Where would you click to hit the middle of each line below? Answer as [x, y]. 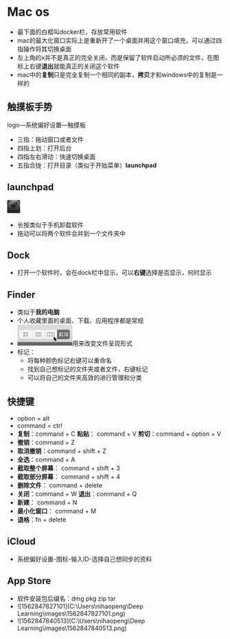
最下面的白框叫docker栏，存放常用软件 [72, 32]
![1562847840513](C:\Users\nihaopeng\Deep [81, 620]
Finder [21, 295]
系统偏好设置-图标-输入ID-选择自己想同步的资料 [84, 559]
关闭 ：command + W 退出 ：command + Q [77, 494]
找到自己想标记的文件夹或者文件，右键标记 [88, 369]
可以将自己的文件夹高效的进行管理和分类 [84, 377]
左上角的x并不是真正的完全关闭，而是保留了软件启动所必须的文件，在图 [118, 57]
